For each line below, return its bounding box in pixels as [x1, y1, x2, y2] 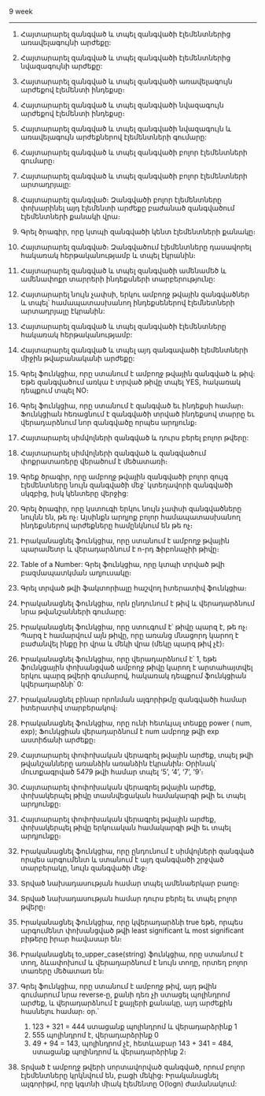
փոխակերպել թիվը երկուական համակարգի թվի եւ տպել [20, 823, 231, 832]
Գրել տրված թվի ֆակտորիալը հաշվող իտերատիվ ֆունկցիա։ [20, 583, 247, 592]
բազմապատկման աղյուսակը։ [20, 568, 132, 577]
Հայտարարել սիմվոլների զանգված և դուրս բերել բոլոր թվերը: [20, 433, 249, 442]
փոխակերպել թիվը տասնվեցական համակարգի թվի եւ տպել [20, 791, 246, 800]
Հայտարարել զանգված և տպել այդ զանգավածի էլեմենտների [20, 345, 248, 354]
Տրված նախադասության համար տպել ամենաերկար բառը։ [20, 878, 240, 888]
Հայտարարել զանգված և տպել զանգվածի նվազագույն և [20, 124, 232, 133]
